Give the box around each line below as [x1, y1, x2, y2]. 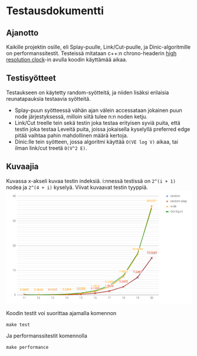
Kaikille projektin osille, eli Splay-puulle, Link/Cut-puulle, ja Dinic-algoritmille [6, 43, 191, 50]
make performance [6, 345, 49, 351]
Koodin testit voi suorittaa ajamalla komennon [6, 310, 117, 317]
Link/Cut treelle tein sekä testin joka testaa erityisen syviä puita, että [14, 119, 181, 126]
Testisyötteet [6, 73, 56, 84]
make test [6, 322, 31, 328]
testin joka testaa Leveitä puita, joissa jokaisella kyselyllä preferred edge [14, 126, 191, 133]
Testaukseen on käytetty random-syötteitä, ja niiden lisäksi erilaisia [6, 89, 169, 96]
